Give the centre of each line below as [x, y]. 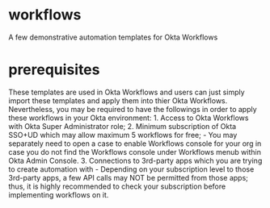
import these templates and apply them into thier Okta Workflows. [118, 100]
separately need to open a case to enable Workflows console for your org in [135, 144]
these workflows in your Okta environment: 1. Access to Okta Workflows [129, 118]
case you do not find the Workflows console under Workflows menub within [135, 152]
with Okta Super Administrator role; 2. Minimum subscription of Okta [122, 126]
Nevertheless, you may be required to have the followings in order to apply [133, 109]
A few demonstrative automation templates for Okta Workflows [113, 37]
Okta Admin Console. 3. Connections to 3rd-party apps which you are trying [135, 160]
